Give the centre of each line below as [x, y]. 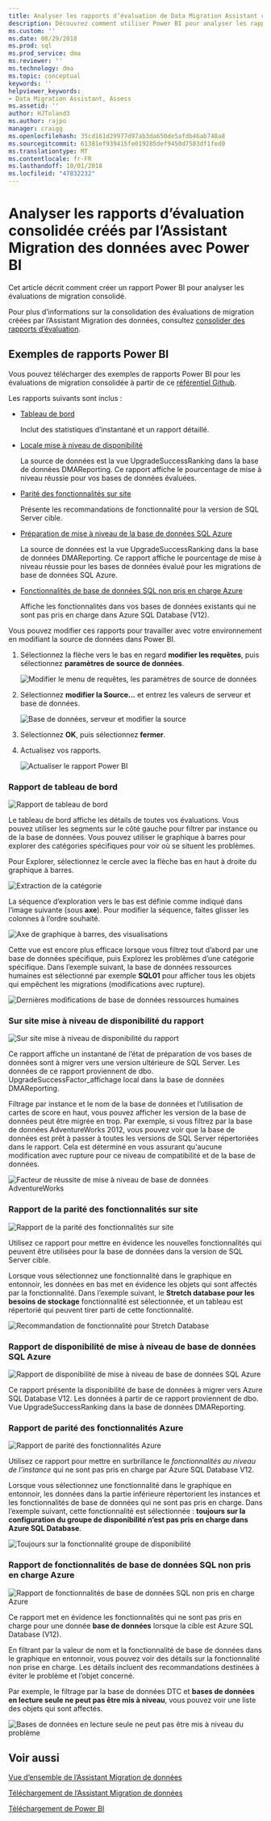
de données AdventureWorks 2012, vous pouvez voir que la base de [122, 1130]
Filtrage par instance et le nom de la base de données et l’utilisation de [126, 1104]
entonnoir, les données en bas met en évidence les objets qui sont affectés [133, 1284]
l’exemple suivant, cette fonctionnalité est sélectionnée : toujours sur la [127, 1511]
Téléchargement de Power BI [56, 1809]
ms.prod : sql [30, 46]
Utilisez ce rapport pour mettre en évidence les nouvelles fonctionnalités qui [135, 1242]
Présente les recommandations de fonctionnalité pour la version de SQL [140, 509]
